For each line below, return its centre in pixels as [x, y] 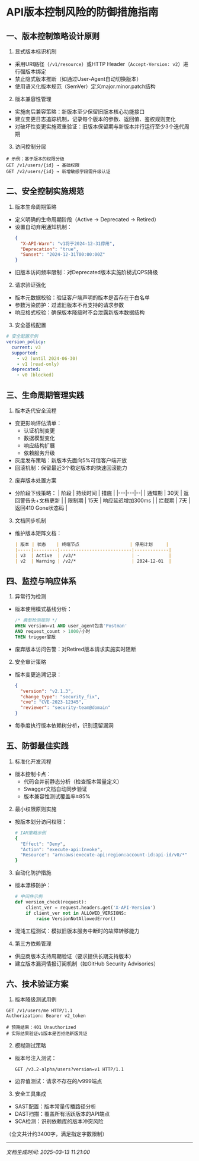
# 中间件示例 [28, 897]
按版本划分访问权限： [41, 821]
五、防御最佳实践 [37, 746]
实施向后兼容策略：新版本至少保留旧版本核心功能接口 [80, 112]
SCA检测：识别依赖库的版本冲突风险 [59, 1121]
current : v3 [26, 347]
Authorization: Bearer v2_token [46, 1016]
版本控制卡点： [33, 774]
